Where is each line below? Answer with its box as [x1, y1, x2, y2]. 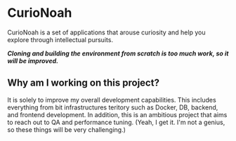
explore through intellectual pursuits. [7, 35, 114, 43]
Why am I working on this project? [7, 77, 160, 89]
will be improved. [7, 56, 59, 65]
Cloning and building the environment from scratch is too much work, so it [7, 49, 229, 58]
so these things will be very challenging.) [7, 125, 126, 134]
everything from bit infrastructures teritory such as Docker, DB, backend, [7, 103, 218, 112]
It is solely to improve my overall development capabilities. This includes [7, 95, 216, 104]
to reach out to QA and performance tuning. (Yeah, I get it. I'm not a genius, [7, 118, 225, 126]
